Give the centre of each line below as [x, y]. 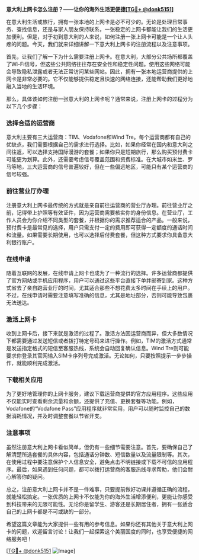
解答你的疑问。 [29, 476]
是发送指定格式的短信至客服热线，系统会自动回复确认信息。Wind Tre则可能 [98, 348]
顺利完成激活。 [45, 363]
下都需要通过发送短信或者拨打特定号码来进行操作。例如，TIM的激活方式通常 [99, 341]
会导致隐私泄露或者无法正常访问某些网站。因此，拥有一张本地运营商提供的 [97, 71]
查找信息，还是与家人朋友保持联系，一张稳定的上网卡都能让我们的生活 [102, 29]
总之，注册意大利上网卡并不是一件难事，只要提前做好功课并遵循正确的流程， [99, 489]
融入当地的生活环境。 [32, 86]
